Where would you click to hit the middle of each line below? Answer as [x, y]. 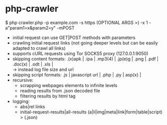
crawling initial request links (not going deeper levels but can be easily [85, 42]
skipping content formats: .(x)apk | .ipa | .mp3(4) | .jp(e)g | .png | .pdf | [86, 58]
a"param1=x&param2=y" [31, 27]
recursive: [23, 80]
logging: [21, 101]
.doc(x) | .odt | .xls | [33, 64]
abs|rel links [32, 106]
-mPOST [66, 27]
